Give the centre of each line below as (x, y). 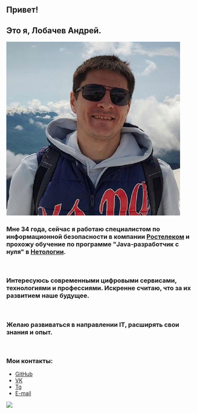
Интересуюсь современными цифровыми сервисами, (92, 280)
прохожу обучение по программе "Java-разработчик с (93, 244)
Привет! (22, 10)
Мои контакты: (30, 361)
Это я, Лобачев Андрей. (54, 31)
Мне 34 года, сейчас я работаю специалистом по (83, 229)
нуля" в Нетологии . (36, 252)
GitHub (24, 374)
